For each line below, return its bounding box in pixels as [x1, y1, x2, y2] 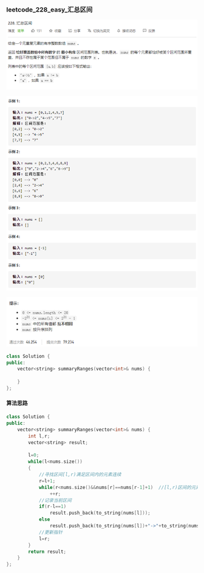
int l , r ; [28, 433, 50, 439]
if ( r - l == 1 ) [38, 504, 67, 510]
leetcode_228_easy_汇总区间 [6, 5, 93, 13]
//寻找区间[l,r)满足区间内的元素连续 [38, 471, 121, 478]
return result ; [28, 549, 67, 555]
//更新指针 [38, 529, 63, 535]
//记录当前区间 [38, 497, 72, 503]
